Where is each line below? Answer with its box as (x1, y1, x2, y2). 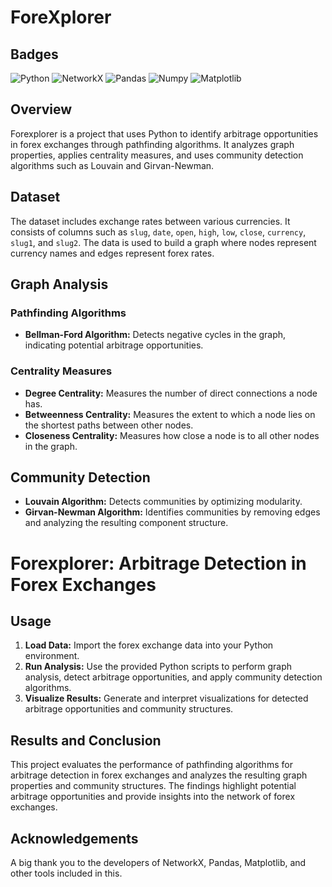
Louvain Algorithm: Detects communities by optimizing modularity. (24, 496, 303, 508)
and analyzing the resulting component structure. (24, 517, 229, 529)
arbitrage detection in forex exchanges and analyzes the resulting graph (10, 769, 308, 781)
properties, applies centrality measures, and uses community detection (10, 149, 304, 161)
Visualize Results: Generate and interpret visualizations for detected (24, 692, 309, 705)
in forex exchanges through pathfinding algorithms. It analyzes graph (10, 138, 295, 150)
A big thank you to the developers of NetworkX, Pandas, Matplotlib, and (10, 857, 307, 869)
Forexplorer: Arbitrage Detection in (10, 552, 307, 575)
